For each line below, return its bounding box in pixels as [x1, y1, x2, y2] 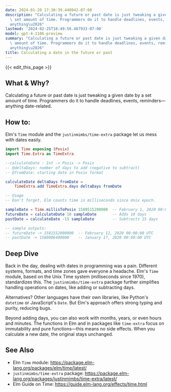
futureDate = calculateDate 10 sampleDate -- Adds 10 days [5, 212, 147, 217]
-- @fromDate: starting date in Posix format [5, 170, 103, 175]
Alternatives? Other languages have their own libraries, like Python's [5, 294, 149, 300]
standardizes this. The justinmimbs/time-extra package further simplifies [5, 279, 159, 285]
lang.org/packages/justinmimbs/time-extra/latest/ [12, 375, 117, 382]
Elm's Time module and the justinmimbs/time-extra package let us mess [5, 131, 157, 137]
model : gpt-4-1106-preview [5, 31, 63, 36]
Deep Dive [5, 249, 39, 258]
